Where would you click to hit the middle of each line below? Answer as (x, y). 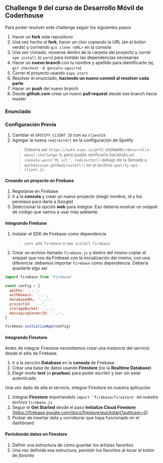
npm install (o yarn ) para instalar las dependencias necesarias (75, 57)
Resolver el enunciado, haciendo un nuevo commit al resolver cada (81, 78)
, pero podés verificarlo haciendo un (98, 155)
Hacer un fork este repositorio (42, 36)
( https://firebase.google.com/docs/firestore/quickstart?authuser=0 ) (80, 412)
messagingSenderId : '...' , (37, 313)
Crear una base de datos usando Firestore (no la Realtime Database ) (82, 368)
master (19, 99)
